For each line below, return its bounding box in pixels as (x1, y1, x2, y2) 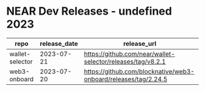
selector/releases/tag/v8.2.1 (84, 57, 166, 65)
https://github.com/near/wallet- (84, 49, 175, 58)
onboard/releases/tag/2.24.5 (84, 75, 168, 83)
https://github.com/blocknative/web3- (84, 67, 195, 76)
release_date (39, 39, 78, 48)
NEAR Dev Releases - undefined (6, 4, 172, 18)
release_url (123, 39, 157, 48)
